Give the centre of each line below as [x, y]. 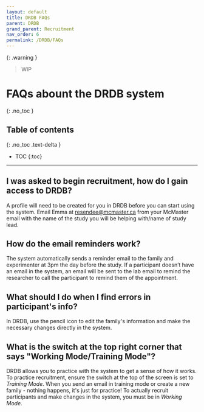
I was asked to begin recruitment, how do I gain [97, 181]
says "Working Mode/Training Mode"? [81, 356]
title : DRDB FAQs [28, 18]
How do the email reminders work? [73, 244]
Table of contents [40, 130]
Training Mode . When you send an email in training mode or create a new [98, 384]
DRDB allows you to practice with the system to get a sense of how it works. [102, 371]
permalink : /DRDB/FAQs [35, 40]
